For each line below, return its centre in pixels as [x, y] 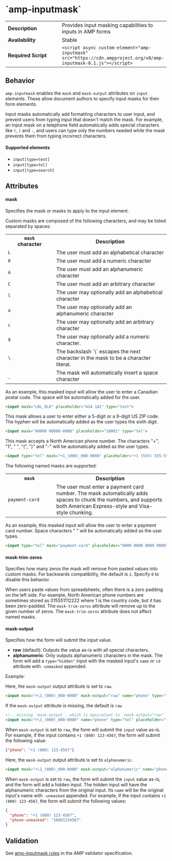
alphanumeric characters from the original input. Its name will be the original [84, 790]
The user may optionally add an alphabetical [109, 292]
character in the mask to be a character [103, 357]
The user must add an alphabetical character [110, 252]
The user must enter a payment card [100, 487]
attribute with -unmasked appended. [50, 667]
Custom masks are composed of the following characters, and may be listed [86, 221]
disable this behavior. [28, 580]
